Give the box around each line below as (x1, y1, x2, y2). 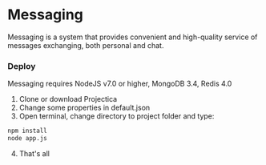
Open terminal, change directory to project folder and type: (18, 111, 215, 121)
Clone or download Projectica (18, 95, 118, 104)
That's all (18, 148, 50, 158)
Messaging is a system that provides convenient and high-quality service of (7, 32, 258, 42)
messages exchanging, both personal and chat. (7, 40, 164, 50)
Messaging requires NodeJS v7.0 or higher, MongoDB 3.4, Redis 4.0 (7, 78, 232, 89)
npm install (7, 127, 47, 135)
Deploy (7, 60, 36, 71)
